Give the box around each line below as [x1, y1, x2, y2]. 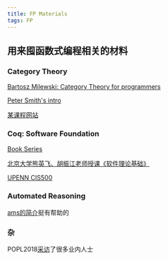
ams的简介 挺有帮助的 [7, 208, 69, 216]
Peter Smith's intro [7, 96, 61, 105]
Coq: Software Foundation [7, 129, 100, 138]
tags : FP [7, 17, 33, 24]
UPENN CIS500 [7, 174, 53, 182]
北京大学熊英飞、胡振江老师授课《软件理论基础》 [7, 160, 150, 168]
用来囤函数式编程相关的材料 [7, 45, 128, 57]
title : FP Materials [7, 10, 68, 18]
